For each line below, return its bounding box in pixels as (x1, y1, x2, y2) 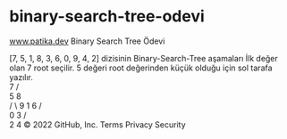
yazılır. (9, 71, 33, 82)
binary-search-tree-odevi (9, 6, 206, 27)
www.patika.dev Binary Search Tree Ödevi (9, 36, 165, 46)
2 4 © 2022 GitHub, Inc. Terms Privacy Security (9, 119, 186, 130)
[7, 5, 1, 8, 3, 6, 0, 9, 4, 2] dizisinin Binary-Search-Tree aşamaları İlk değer (9, 53, 279, 63)
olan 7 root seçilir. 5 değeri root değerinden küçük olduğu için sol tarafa (9, 62, 273, 73)
